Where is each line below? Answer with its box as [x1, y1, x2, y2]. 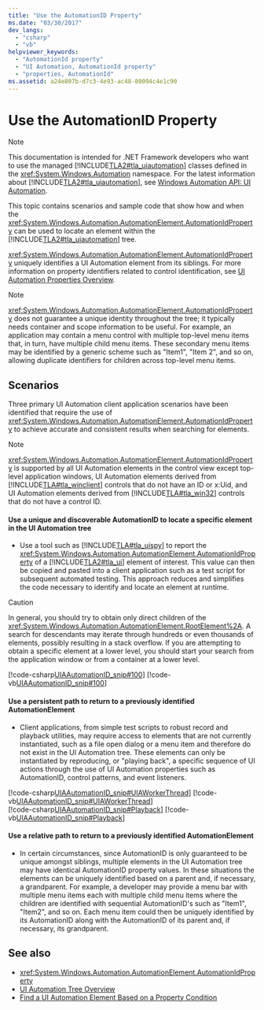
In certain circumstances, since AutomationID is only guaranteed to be [19, 848, 247, 858]
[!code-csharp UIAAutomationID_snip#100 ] [8, 670, 145, 679]
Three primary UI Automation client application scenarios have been [8, 399, 229, 409]
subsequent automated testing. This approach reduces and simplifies [19, 574, 244, 583]
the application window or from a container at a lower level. [8, 655, 200, 664]
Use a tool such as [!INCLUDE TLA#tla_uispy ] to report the [19, 541, 207, 550]
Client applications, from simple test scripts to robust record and [19, 722, 229, 732]
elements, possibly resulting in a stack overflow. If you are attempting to [8, 638, 241, 648]
